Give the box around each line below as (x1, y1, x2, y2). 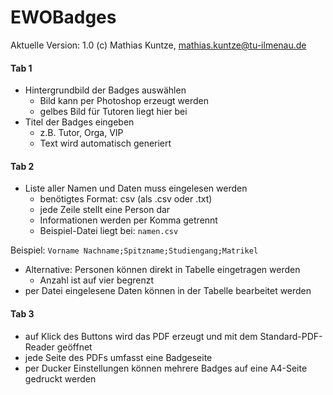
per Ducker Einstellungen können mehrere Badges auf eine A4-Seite (24, 362, 308, 374)
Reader (24, 341, 55, 353)
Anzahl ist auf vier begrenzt (39, 274, 155, 286)
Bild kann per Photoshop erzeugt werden (39, 95, 209, 107)
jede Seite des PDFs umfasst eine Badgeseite (24, 351, 213, 363)
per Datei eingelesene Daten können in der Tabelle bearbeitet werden (24, 285, 312, 297)
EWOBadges (10, 6, 117, 29)
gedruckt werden (24, 372, 97, 385)
